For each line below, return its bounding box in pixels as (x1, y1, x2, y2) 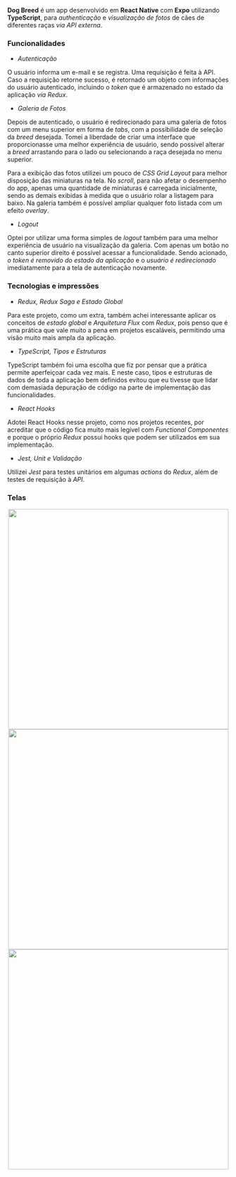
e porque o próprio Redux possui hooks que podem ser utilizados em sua (7, 432, 221, 441)
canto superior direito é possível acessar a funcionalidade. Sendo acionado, (7, 249, 228, 257)
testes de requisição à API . (7, 475, 85, 483)
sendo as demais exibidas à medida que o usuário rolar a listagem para (7, 192, 213, 200)
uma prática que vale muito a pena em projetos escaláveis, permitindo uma (7, 325, 225, 334)
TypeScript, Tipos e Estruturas (17, 347, 107, 355)
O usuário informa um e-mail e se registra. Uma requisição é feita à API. (7, 68, 216, 77)
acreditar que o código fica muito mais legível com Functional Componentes (7, 425, 229, 434)
